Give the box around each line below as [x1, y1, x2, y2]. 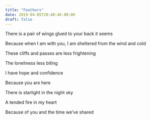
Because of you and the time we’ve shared [5, 109, 94, 115]
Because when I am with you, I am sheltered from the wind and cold [5, 41, 146, 47]
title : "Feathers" [5, 7, 44, 13]
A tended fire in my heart [5, 99, 57, 105]
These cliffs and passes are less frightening [5, 50, 96, 56]
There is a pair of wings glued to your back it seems [5, 31, 113, 37]
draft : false [5, 17, 33, 22]
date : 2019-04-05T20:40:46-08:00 [5, 12, 75, 17]
